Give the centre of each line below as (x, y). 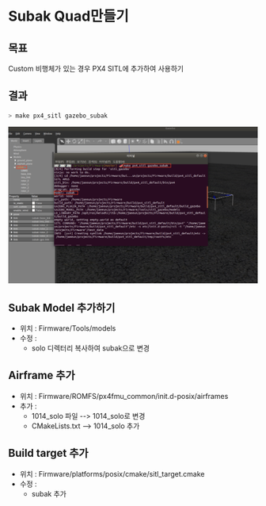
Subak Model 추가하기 (62, 307)
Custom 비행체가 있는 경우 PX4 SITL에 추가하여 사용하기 (96, 69)
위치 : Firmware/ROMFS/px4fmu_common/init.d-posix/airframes (124, 396)
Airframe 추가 (42, 376)
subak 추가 (49, 493)
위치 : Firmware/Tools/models (68, 328)
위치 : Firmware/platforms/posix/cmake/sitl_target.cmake (112, 473)
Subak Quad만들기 (68, 16)
